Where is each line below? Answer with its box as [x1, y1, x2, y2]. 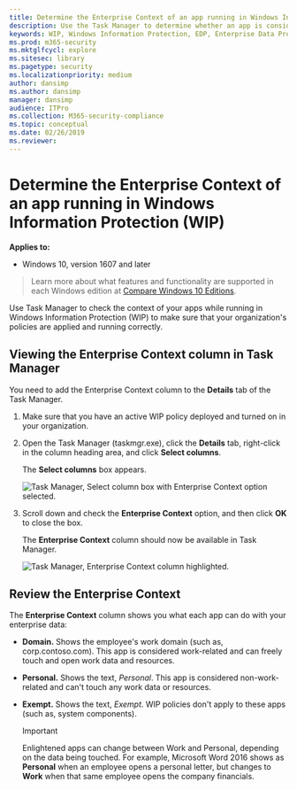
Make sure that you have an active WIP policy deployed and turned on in [21, 411, 286, 422]
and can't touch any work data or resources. [49, 682, 212, 693]
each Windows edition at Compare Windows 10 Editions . [30, 285, 237, 296]
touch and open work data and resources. [21, 655, 175, 666]
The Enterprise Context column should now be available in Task [21, 534, 257, 545]
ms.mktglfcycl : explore [9, 46, 97, 55]
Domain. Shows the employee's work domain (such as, [21, 637, 224, 647]
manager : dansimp [9, 95, 73, 105]
